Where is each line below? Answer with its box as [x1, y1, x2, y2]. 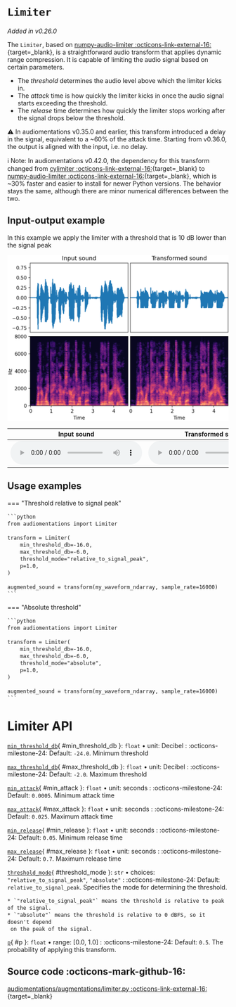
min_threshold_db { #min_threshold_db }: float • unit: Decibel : [7, 741, 188, 750]
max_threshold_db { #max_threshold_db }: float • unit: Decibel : [7, 762, 189, 771]
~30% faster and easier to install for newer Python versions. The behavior [7, 179, 221, 188]
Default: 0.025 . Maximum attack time [7, 812, 114, 821]
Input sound [58, 430, 95, 439]
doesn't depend [7, 918, 52, 925]
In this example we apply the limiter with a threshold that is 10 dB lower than [7, 233, 227, 242]
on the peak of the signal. [10, 925, 93, 932]
